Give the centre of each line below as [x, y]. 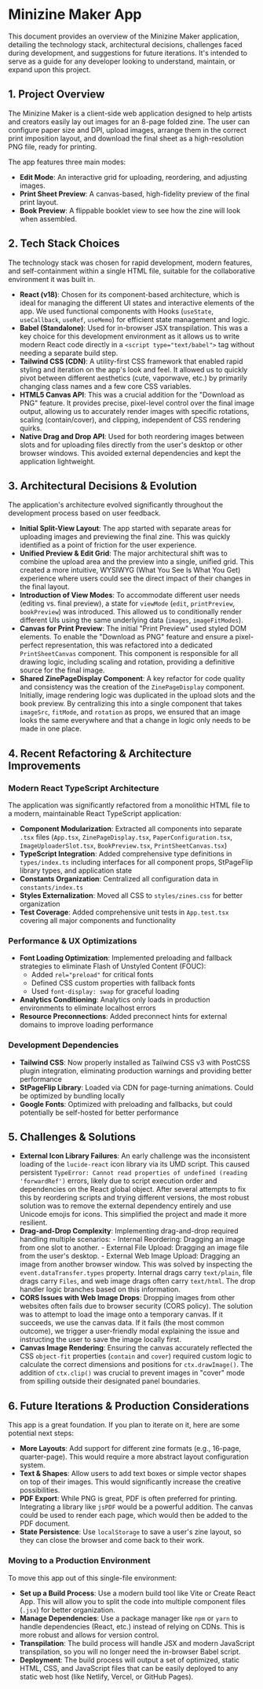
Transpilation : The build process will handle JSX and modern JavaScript [137, 1643]
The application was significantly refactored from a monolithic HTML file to [129, 805]
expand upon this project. [50, 69]
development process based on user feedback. [84, 513]
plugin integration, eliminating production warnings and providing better [135, 1071]
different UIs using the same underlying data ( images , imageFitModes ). [131, 620]
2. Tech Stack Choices [64, 244]
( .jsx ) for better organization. [67, 1610]
